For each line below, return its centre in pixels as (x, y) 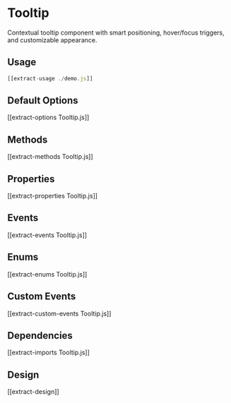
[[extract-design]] (33, 392)
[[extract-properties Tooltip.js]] (52, 196)
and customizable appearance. (52, 40)
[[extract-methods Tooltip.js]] (50, 157)
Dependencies (40, 336)
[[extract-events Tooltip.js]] (47, 235)
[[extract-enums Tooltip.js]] (47, 274)
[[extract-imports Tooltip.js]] (49, 353)
